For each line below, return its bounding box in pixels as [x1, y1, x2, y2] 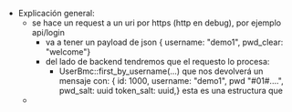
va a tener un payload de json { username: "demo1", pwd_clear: [45, 36, 284, 47]
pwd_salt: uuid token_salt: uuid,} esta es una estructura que [58, 86, 283, 96]
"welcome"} [45, 46, 91, 57]
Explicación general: [17, 8, 95, 18]
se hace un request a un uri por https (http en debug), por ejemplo [31, 17, 281, 28]
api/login [31, 27, 66, 37]
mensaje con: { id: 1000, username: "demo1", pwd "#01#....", [58, 76, 285, 86]
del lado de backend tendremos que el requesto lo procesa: [45, 56, 270, 66]
